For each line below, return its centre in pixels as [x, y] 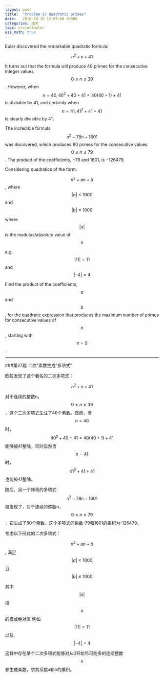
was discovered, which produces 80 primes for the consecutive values [76, 144]
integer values [20, 71]
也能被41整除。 [20, 479]
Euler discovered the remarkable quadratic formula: [57, 46]
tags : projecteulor [25, 28]
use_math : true [20, 32]
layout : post [18, 10]
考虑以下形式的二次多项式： [33, 533]
